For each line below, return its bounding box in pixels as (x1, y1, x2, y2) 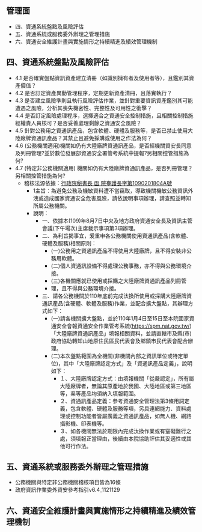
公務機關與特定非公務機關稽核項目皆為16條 (14, 478, 121, 486)
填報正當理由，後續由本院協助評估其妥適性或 (75, 435, 186, 442)
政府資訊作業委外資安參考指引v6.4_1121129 (14, 486, 120, 494)
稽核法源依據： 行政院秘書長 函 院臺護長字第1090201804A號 (23, 179, 173, 186)
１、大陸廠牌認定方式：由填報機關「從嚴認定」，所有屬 (60, 375, 194, 382)
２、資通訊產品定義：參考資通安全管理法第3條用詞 (60, 397, 185, 405)
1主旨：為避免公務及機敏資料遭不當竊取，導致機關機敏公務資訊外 (32, 187, 194, 194)
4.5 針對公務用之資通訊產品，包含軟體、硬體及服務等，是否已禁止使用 (14, 127, 188, 134)
